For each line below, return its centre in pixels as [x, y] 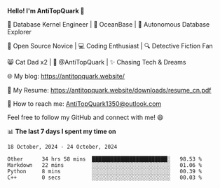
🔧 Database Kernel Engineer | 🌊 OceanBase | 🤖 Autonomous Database [109, 24]
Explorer [19, 32]
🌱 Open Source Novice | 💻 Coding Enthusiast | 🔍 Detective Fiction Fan [110, 46]
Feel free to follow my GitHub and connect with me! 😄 [85, 117]
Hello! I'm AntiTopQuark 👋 [46, 11]
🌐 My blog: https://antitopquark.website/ [66, 76]
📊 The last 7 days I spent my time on [62, 131]
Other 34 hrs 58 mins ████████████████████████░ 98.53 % [104, 159]
